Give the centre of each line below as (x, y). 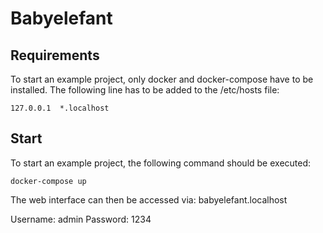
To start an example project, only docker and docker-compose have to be (162, 79)
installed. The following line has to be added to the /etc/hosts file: (145, 90)
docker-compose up (48, 181)
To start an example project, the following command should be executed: (161, 163)
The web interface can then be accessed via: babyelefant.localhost (149, 199)
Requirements (55, 55)
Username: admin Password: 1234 (81, 219)
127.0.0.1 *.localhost (60, 108)
